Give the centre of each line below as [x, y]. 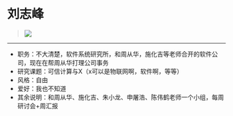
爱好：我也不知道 [42, 88]
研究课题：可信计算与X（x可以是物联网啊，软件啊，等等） [100, 71]
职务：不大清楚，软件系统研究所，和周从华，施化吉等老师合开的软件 [114, 54]
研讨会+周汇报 [38, 106]
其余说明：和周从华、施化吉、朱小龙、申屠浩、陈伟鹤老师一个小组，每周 [120, 97]
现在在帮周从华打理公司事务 [69, 62]
